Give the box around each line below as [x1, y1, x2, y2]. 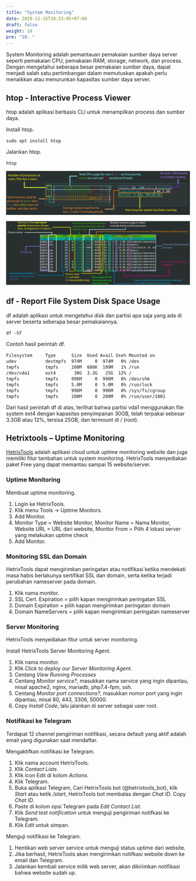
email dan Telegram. [14, 856, 64, 863]
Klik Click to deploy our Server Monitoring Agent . [14, 665, 132, 672]
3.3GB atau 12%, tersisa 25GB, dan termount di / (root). [6, 416, 139, 423]
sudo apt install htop [6, 138, 61, 144]
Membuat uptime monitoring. [6, 489, 76, 496]
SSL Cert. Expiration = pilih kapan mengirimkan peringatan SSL [14, 595, 166, 603]
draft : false [6, 22, 38, 28]
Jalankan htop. [6, 148, 42, 155]
